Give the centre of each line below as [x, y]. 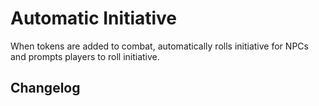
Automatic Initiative [94, 18]
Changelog [45, 88]
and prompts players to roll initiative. [85, 56]
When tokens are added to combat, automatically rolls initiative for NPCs [159, 46]
